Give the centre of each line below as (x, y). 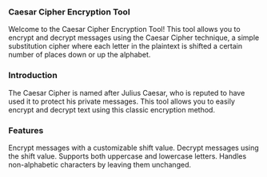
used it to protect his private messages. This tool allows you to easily (122, 101)
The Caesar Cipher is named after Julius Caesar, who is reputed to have (127, 92)
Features (26, 130)
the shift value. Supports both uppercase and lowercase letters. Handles (128, 156)
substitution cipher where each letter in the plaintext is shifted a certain (125, 46)
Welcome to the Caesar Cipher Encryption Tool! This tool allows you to (125, 29)
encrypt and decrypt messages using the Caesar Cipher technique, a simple (134, 37)
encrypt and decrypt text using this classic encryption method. (112, 109)
